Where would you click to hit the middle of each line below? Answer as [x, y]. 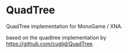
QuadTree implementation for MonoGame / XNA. [65, 26]
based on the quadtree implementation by [56, 37]
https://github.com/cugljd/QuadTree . [50, 44]
